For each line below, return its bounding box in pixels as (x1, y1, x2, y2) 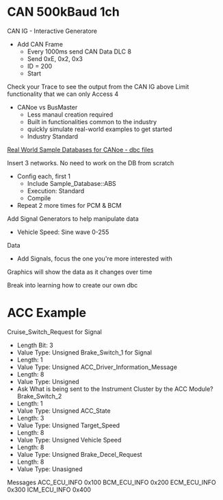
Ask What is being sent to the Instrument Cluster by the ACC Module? (16, 385, 213, 393)
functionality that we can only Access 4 (7, 90, 118, 98)
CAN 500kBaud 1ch (7, 4, 120, 20)
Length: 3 (16, 414, 44, 422)
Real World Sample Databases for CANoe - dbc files (7, 145, 154, 154)
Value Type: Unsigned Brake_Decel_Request (16, 450, 142, 458)
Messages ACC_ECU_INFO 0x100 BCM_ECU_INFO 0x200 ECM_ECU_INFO (7, 478, 217, 486)
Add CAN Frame (16, 40, 64, 48)
